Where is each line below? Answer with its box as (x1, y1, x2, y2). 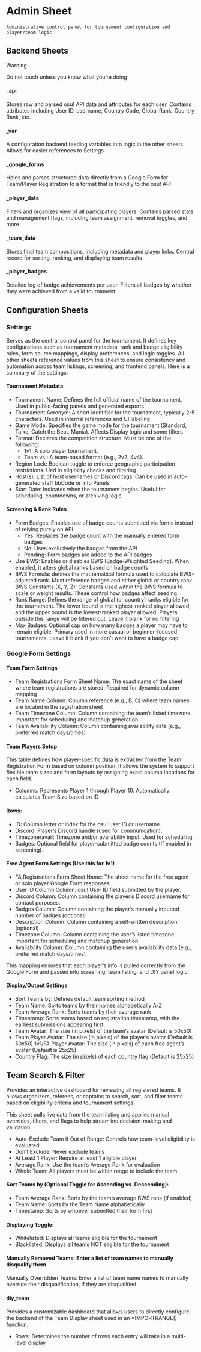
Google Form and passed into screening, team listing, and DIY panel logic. (6, 968, 190, 975)
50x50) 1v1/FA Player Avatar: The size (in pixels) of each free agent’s (14, 1040, 185, 1047)
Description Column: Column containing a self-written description (14, 918, 178, 925)
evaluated (14, 1141, 40, 1148)
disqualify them (6, 1260, 47, 1268)
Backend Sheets (6, 46, 69, 56)
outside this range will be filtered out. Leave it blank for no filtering (14, 615, 179, 623)
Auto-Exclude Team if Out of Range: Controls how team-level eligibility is (14, 1135, 195, 1142)
